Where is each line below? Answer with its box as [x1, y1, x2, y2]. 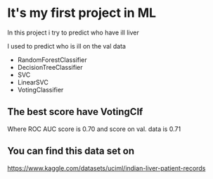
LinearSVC [17, 78, 49, 86]
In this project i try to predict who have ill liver [7, 28, 139, 37]
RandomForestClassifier [17, 55, 88, 64]
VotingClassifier [17, 85, 64, 94]
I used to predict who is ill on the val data [7, 42, 127, 50]
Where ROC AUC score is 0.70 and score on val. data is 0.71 [7, 125, 181, 133]
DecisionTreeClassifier [17, 63, 83, 71]
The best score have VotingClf [7, 106, 143, 118]
